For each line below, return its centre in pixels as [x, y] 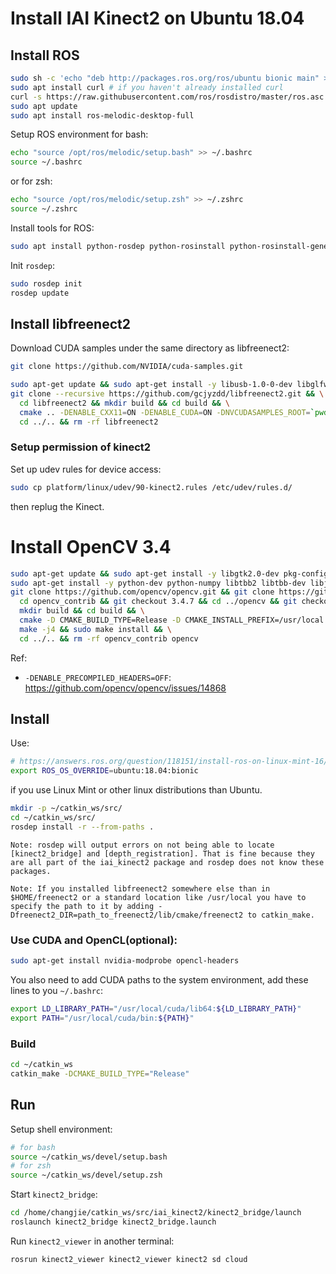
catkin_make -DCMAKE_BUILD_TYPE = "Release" [100, 1073]
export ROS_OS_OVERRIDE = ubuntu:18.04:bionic [104, 771]
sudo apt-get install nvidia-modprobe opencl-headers [125, 961]
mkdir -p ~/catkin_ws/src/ [66, 808]
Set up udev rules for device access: [86, 469]
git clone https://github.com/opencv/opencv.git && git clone [142, 592]
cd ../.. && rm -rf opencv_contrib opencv [109, 638]
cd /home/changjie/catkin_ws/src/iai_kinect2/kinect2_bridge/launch [156, 1213]
